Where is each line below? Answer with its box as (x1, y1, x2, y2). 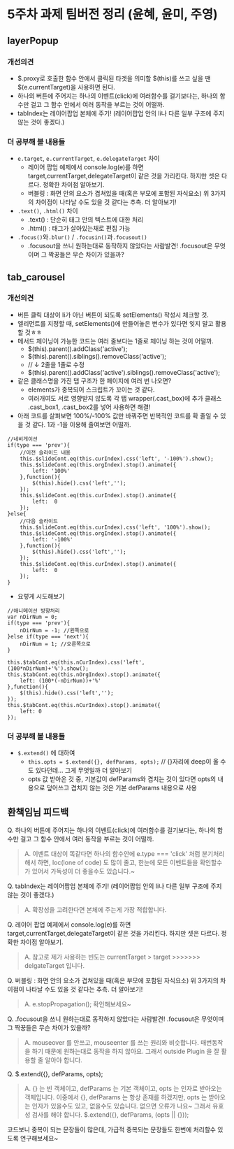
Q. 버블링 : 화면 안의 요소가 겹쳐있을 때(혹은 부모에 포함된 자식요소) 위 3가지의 (7, 976, 219, 985)
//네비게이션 (7, 435, 38, 443)
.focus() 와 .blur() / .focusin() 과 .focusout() (17, 233, 148, 241)
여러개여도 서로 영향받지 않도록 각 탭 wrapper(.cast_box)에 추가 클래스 (27, 394, 222, 402)
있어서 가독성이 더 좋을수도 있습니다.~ (31, 866, 135, 875)
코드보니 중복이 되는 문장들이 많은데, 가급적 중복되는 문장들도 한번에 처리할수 (7, 1125, 217, 1134)
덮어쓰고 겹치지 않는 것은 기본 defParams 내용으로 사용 (46, 784, 197, 792)
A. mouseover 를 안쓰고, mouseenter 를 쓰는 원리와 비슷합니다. (24, 1038, 199, 1046)
